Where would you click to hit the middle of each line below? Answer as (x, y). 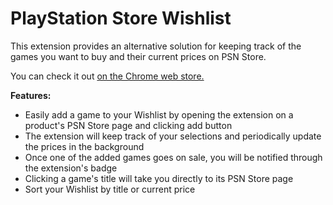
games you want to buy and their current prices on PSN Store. (138, 56)
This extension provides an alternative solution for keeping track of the (156, 46)
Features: (31, 95)
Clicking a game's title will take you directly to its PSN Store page (159, 178)
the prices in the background (84, 146)
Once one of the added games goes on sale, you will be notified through (173, 157)
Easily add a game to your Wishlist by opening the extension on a (159, 114)
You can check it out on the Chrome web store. (107, 76)
